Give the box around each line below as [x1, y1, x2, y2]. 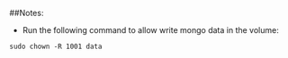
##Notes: [9, 8, 44, 18]
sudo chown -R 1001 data [9, 42, 103, 51]
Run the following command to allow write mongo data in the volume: [22, 25, 279, 35]
